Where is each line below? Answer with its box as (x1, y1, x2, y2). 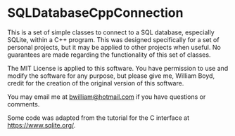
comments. (7, 100, 40, 108)
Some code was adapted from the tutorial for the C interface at (7, 114, 190, 122)
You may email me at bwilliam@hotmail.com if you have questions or (7, 93, 206, 101)
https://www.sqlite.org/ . (7, 121, 76, 129)
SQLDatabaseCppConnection (7, 5, 184, 21)
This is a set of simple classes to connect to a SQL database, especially (7, 28, 215, 36)
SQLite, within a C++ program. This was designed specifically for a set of (7, 35, 220, 43)
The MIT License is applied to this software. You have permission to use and (7, 64, 229, 72)
